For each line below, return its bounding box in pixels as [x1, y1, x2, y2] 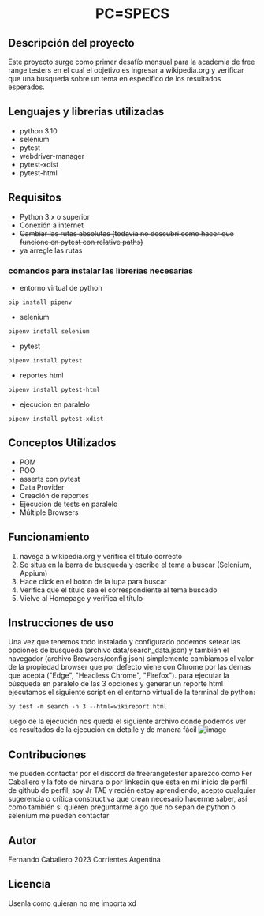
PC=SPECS [95, 5, 170, 23]
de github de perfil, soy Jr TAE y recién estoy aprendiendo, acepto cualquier [8, 786, 256, 795]
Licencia [8, 877, 51, 891]
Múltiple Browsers [19, 507, 79, 517]
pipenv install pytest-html [8, 385, 101, 393]
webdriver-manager [19, 151, 85, 160]
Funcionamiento [8, 531, 90, 544]
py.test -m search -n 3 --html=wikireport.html [8, 703, 168, 711]
